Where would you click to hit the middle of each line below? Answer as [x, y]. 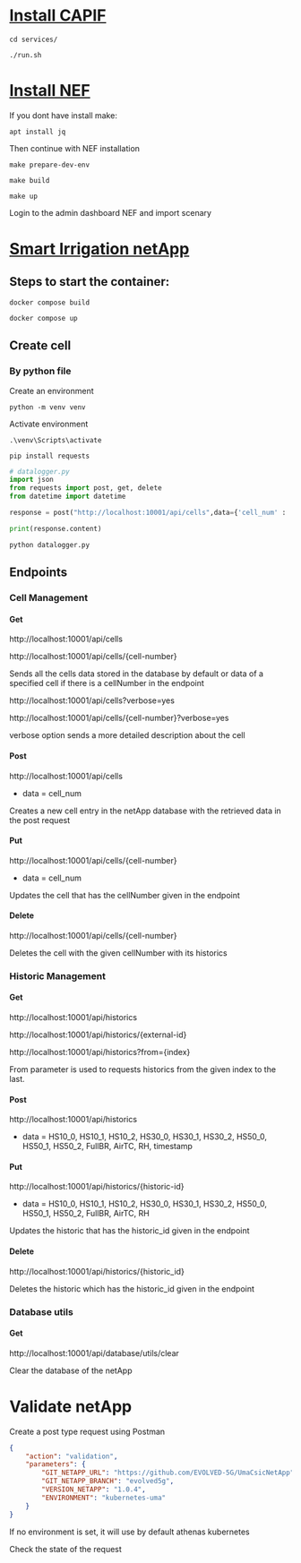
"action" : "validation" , [72, 1456]
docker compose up [43, 318]
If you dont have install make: [64, 115]
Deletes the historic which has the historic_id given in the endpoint [132, 1288]
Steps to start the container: [90, 282]
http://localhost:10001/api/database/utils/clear [94, 1353]
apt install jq [38, 132]
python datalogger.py [50, 545]
